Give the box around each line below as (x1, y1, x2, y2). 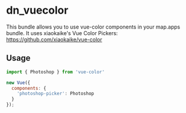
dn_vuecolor (6, 4, 68, 17)
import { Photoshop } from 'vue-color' (6, 69, 105, 75)
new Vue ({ (6, 80, 31, 86)
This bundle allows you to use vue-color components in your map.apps (6, 23, 180, 30)
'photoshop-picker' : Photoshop (17, 90, 94, 97)
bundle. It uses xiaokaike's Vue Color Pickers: (6, 29, 118, 36)
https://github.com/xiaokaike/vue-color (6, 36, 102, 43)
